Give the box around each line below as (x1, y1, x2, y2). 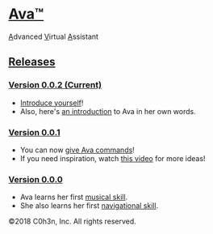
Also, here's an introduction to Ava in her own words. (19, 106, 196, 116)
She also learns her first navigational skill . (19, 201, 159, 211)
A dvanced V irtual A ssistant (8, 32, 99, 41)
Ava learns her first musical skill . (19, 192, 128, 202)
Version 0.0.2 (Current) (8, 79, 102, 91)
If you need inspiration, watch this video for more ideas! (19, 153, 206, 163)
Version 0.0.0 (8, 173, 63, 185)
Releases (8, 55, 56, 69)
